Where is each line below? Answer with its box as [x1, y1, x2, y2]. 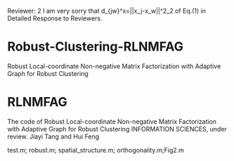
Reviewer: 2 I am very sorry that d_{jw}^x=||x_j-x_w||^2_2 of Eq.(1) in [7, 7, 206, 15]
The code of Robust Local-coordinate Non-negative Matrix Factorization [7, 117, 216, 126]
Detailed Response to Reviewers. [7, 14, 103, 22]
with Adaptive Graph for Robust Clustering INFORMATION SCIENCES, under [7, 124, 227, 133]
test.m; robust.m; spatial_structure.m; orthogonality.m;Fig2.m [7, 146, 185, 154]
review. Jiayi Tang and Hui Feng [7, 132, 100, 141]
